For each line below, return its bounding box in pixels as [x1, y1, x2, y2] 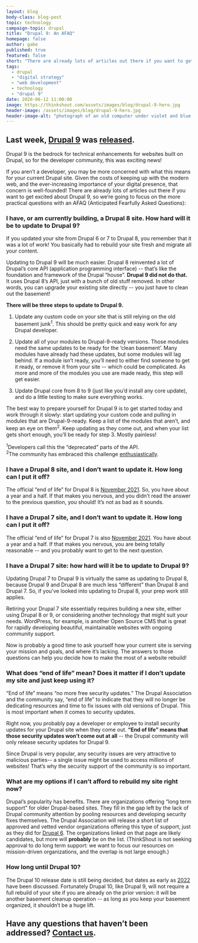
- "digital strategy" [11, 74, 65, 80]
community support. [6, 630, 55, 637]
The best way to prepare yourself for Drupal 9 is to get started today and [6, 405, 183, 412]
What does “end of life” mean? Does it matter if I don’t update [6, 669, 186, 677]
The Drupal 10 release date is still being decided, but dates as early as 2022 [6, 876, 190, 883]
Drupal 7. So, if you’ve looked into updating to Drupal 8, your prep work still [6, 587, 189, 594]
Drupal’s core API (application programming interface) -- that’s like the [6, 265, 177, 272]
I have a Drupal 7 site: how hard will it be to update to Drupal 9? [6, 561, 190, 569]
